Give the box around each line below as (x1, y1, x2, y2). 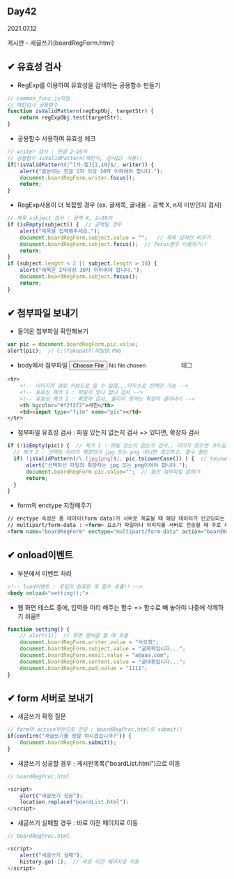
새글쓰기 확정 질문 (17, 712, 66, 720)
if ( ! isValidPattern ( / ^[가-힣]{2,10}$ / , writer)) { (7, 161, 155, 168)
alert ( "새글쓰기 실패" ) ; (19, 852, 84, 859)
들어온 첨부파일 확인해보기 (17, 327, 89, 335)
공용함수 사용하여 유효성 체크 (17, 134, 96, 143)
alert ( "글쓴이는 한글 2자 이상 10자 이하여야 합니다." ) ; (19, 168, 164, 175)
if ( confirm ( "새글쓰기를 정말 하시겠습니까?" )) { (7, 733, 132, 740)
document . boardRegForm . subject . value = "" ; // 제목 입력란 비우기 (19, 234, 211, 241)
